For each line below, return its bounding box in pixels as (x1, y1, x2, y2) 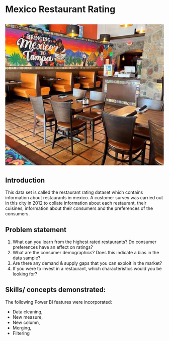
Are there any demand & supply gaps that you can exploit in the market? (12, 260, 162, 266)
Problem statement (5, 225, 67, 234)
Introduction (5, 176, 45, 185)
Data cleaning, (12, 309, 43, 315)
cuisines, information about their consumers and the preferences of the (5, 205, 153, 211)
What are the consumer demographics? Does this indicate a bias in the (12, 250, 159, 256)
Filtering (12, 330, 30, 336)
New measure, (12, 314, 43, 320)
